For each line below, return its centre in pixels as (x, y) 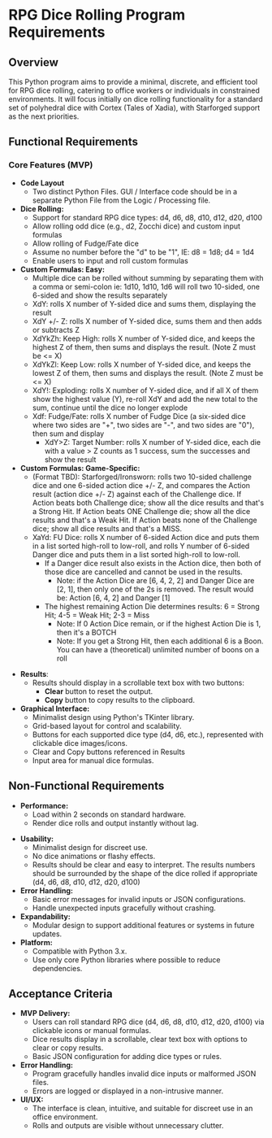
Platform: (36, 942)
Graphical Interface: (55, 709)
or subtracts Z (56, 329)
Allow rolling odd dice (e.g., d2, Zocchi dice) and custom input (136, 226)
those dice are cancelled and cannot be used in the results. (144, 572)
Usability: (37, 839)
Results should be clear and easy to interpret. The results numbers (144, 865)
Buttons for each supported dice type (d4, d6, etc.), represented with (148, 735)
